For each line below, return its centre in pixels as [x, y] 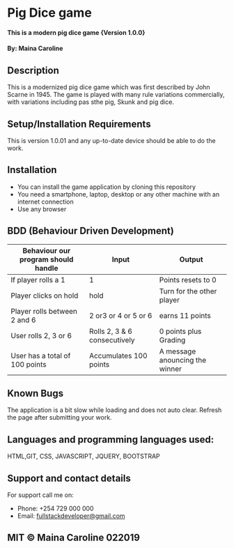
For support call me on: [41, 495]
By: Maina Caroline [35, 48]
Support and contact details [69, 478]
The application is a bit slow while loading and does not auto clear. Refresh [115, 410]
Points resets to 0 [188, 280]
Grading [172, 340]
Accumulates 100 [118, 356]
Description [33, 70]
